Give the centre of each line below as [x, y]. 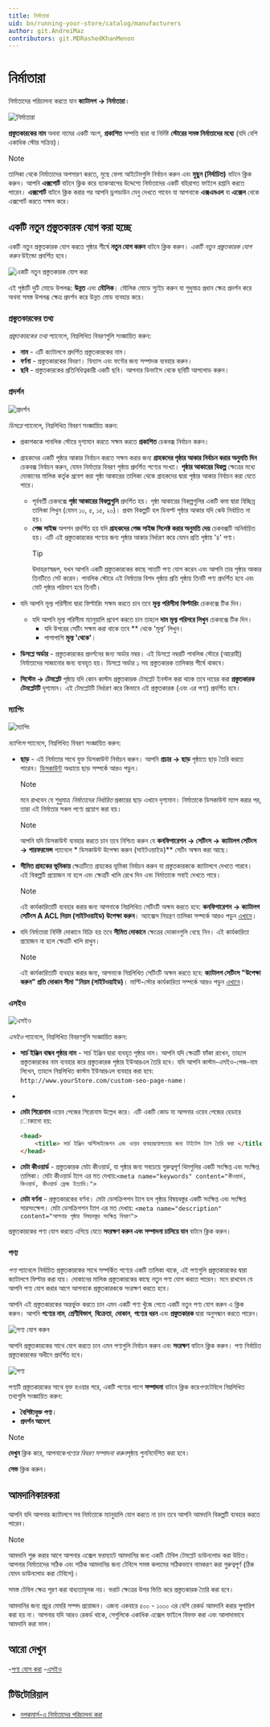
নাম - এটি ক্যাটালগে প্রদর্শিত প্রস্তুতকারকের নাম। [74, 352]
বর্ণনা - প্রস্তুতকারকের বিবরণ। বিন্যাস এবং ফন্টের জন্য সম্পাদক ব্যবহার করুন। [106, 361]
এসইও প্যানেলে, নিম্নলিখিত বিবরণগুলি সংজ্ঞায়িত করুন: [68, 1037]
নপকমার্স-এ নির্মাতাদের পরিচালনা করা [61, 1714]
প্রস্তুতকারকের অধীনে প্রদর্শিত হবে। [46, 1355]
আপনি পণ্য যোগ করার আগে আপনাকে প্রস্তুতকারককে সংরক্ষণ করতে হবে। [90, 1288]
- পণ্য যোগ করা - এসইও [35, 1669]
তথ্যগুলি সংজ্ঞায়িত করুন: [35, 1396]
